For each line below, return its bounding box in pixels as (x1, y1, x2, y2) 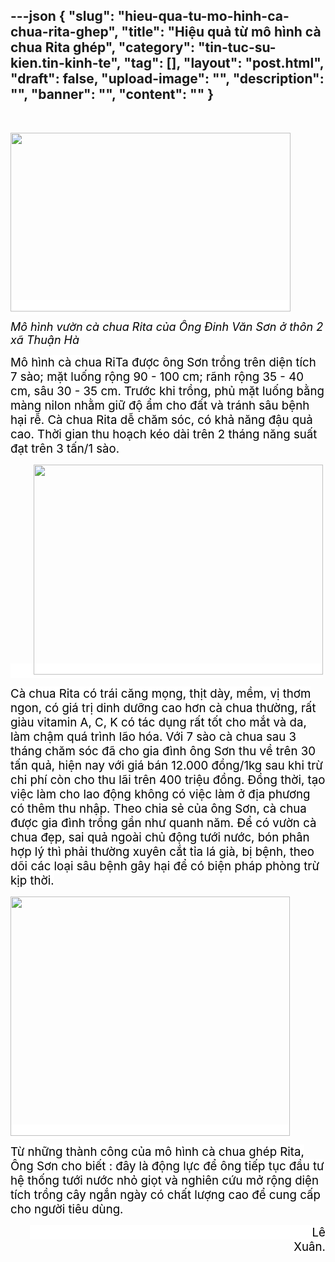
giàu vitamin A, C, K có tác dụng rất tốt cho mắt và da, (10, 714, 307, 730)
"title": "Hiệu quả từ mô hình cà (121, 24, 322, 41)
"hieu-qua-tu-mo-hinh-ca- (117, 8, 290, 25)
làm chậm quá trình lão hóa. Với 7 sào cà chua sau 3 (10, 729, 297, 744)
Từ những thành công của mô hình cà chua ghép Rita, (10, 1144, 305, 1159)
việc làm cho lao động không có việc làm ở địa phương (10, 786, 311, 802)
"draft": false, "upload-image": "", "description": (10, 70, 325, 88)
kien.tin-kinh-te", (10, 55, 122, 72)
